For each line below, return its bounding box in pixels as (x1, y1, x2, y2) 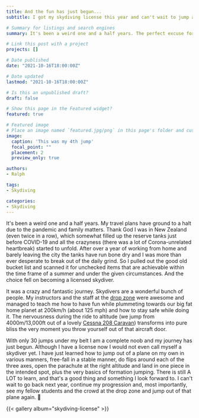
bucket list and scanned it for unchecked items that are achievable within (6, 264, 185, 271)
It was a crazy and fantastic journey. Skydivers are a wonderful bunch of (6, 288, 184, 295)
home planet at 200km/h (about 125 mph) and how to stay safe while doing (6, 307, 190, 314)
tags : (6, 182, 20, 188)
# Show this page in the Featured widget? (6, 106, 113, 112)
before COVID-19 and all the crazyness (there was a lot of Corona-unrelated (6, 239, 192, 246)
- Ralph (6, 171, 25, 178)
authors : (6, 166, 28, 172)
